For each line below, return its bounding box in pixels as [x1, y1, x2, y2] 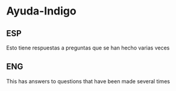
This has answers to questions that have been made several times [6, 77, 171, 85]
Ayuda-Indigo [6, 4, 77, 18]
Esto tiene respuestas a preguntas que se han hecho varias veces [6, 44, 170, 51]
